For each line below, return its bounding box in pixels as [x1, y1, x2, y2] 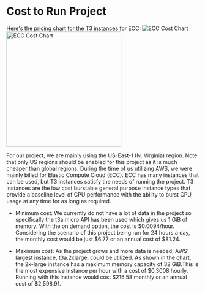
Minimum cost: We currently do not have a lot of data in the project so [15, 209, 192, 216]
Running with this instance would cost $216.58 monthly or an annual [15, 273, 187, 281]
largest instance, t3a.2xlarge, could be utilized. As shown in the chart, [15, 254, 192, 261]
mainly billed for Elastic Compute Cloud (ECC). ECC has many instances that [6, 171, 199, 179]
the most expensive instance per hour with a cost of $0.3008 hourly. [15, 267, 188, 274]
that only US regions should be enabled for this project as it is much [6, 158, 177, 165]
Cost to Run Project [6, 4, 107, 18]
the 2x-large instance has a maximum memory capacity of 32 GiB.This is [15, 260, 199, 268]
